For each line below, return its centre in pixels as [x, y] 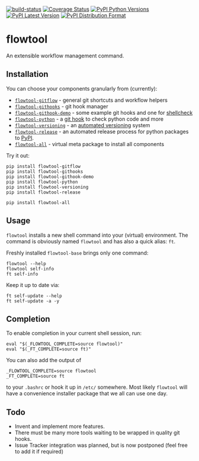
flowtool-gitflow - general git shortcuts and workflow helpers [91, 100]
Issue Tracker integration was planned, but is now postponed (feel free [101, 445]
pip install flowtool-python [42, 182]
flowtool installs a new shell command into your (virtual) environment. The [97, 235]
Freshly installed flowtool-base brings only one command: [77, 253]
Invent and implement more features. [60, 427]
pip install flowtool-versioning [47, 187]
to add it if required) [39, 452]
